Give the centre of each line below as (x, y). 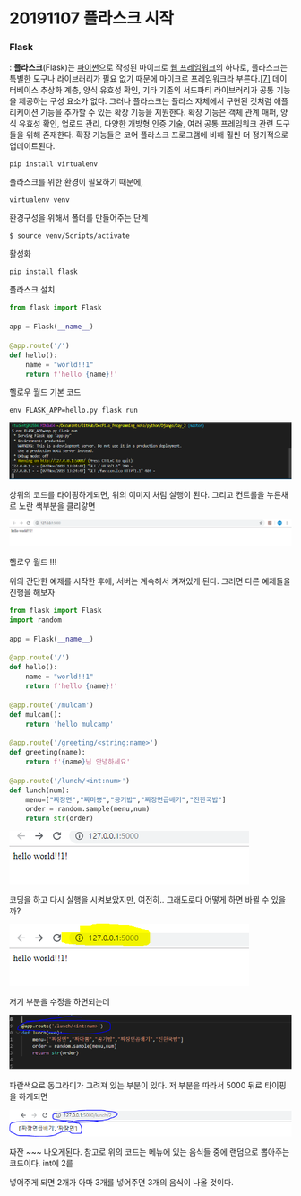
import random (36, 620)
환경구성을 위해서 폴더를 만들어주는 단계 (79, 218)
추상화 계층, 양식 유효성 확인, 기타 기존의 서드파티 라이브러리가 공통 (157, 90)
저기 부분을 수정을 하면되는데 (60, 1002)
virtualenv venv (39, 200)
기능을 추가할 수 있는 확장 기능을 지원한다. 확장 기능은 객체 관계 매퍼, (159, 112)
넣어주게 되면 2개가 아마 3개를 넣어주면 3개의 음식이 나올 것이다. (122, 1182)
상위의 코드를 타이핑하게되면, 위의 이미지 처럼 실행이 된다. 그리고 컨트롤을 (137, 494)
